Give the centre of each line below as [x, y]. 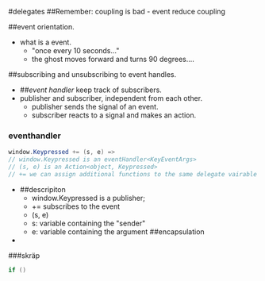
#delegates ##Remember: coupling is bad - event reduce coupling [117, 12]
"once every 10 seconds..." [75, 50]
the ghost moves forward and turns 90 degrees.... [113, 59]
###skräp [24, 255]
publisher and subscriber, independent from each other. [111, 98]
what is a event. [45, 42]
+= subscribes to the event [76, 206]
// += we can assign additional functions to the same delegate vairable [133, 174]
